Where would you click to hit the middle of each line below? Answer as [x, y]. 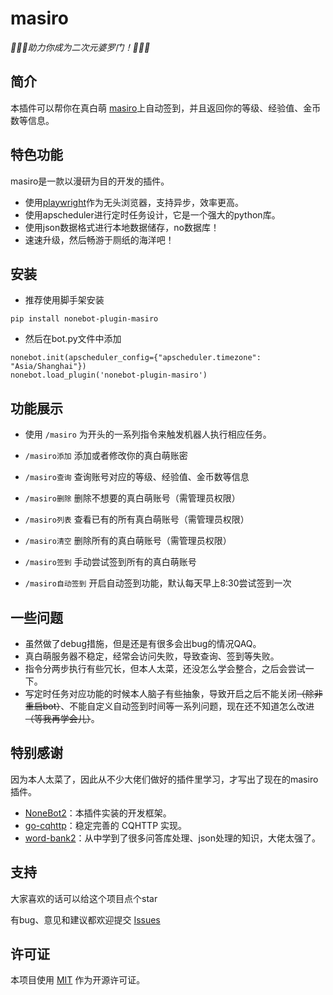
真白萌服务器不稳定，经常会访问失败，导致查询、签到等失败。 [152, 656]
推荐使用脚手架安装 [64, 300]
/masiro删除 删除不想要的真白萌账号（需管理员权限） [132, 498]
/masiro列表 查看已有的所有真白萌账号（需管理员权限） [137, 519]
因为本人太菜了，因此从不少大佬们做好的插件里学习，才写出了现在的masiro [164, 779]
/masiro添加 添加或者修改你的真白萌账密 [106, 456]
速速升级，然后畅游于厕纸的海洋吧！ [99, 239]
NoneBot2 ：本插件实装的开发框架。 [98, 813]
